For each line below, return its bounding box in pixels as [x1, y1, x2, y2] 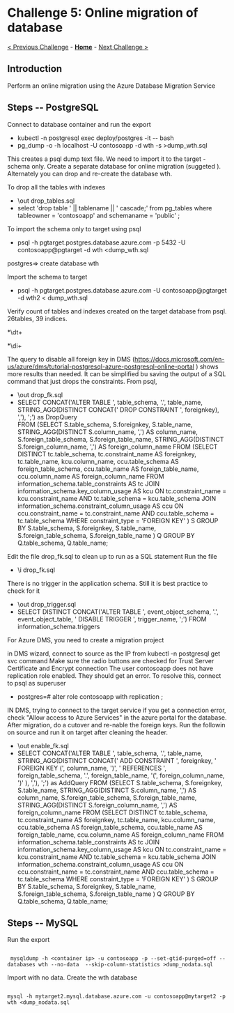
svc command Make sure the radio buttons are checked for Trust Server [7, 656, 214, 665]
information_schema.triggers [17, 622, 100, 631]
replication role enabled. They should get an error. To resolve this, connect [7, 671, 221, 680]
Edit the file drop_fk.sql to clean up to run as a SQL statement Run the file [7, 552, 217, 560]
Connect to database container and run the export [7, 120, 151, 128]
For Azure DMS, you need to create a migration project [7, 635, 164, 644]
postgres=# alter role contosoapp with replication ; [17, 692, 164, 701]
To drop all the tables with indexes [7, 183, 106, 191]
